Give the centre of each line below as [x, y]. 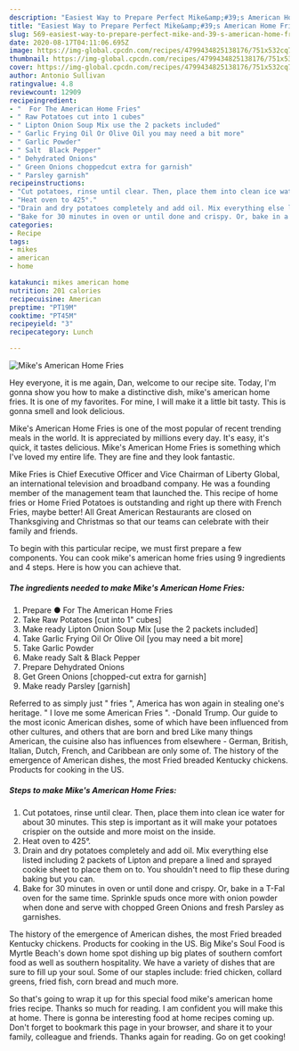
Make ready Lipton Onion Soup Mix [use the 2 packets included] [140, 629]
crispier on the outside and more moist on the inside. [119, 832]
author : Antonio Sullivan [57, 76]
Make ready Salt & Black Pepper [81, 658]
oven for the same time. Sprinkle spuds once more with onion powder [149, 898]
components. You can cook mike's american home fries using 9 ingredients [148, 558]
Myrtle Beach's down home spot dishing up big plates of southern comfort [146, 953]
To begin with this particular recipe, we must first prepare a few [125, 548]
